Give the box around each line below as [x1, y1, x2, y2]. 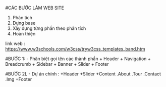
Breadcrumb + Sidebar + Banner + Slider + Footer [5, 61, 109, 67]
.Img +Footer [5, 76, 32, 82]
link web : [5, 40, 25, 47]
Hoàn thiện [12, 31, 36, 36]
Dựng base [12, 20, 36, 26]
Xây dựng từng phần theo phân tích [12, 25, 86, 31]
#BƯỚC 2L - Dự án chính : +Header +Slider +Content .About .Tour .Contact [5, 71, 161, 77]
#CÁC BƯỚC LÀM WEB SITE [5, 5, 65, 11]
